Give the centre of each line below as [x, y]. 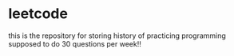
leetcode [38, 14]
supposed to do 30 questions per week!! [75, 43]
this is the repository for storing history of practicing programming [117, 35]
